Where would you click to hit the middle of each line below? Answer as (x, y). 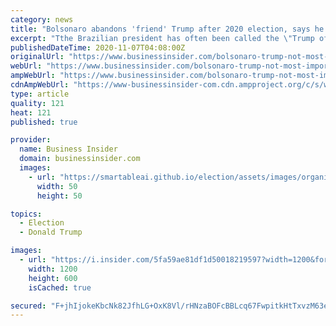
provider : (31, 140)
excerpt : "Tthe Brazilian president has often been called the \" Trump (162, 38)
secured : (28, 306)
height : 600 (53, 278)
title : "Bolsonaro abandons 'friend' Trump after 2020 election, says (160, 29)
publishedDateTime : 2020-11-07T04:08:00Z (98, 47)
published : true (44, 122)
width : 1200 (53, 269)
